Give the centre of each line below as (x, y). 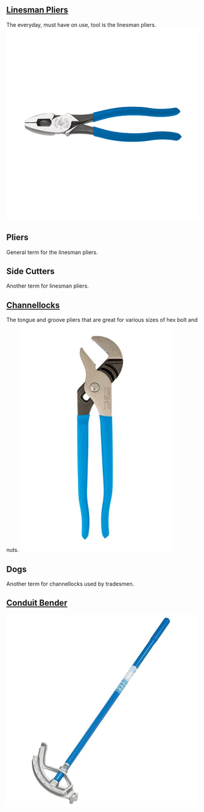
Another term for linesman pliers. (48, 286)
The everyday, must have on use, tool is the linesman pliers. (81, 24)
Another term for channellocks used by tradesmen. (70, 584)
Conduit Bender (37, 603)
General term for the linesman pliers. (52, 252)
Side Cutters (30, 271)
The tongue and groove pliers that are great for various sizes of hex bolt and (102, 320)
